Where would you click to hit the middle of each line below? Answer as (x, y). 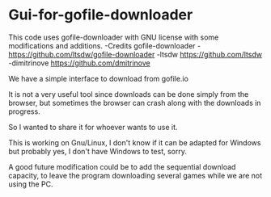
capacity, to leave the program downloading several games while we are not (135, 175)
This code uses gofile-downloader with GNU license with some (114, 37)
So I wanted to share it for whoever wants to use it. (93, 127)
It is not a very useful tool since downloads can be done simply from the (129, 94)
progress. (24, 111)
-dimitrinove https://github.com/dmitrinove (80, 63)
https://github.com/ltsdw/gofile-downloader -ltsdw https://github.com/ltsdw (135, 54)
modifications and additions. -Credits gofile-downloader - (104, 45)
